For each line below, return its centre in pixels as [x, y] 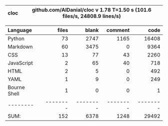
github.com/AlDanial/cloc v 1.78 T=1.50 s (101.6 [91, 10]
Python [16, 38]
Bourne [16, 87]
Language [20, 30]
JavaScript [20, 63]
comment [118, 30]
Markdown [20, 47]
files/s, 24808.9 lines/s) [91, 16]
